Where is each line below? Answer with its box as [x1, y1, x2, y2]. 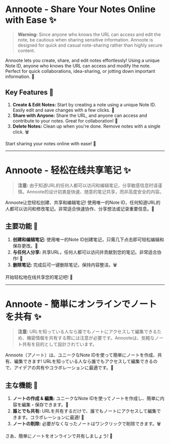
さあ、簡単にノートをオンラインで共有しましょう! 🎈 [5, 433, 113, 439]
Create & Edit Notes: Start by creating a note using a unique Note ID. [12, 101, 156, 107]
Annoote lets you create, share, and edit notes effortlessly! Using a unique [5, 57, 160, 63]
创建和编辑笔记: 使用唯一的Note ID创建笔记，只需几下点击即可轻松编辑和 [12, 236, 164, 243]
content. [17, 47, 35, 54]
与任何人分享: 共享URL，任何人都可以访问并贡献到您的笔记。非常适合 [12, 249, 157, 255]
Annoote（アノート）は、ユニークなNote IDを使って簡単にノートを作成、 [5, 352, 158, 358]
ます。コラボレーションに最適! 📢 [17, 414, 84, 421]
